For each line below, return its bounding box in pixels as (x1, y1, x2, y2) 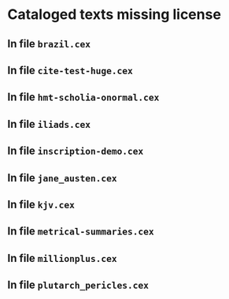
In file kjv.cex (7, 197, 76, 211)
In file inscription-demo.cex (7, 144, 144, 158)
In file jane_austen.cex (7, 171, 117, 185)
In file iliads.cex (7, 117, 91, 131)
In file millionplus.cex (7, 251, 117, 265)
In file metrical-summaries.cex (7, 225, 154, 238)
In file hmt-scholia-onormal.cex (7, 91, 160, 104)
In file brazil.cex (7, 37, 91, 50)
